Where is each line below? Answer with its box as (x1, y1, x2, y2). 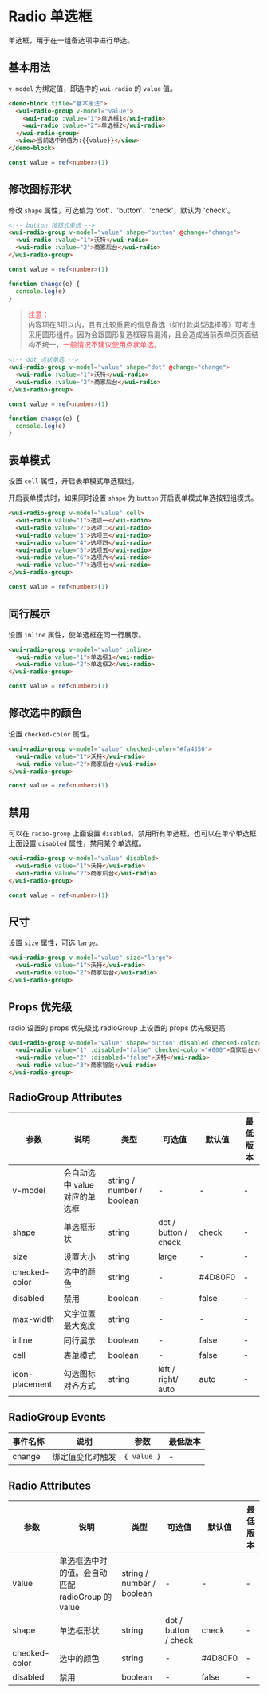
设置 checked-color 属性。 (8, 728, 94, 739)
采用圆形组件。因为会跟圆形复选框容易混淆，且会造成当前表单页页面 (27, 330, 252, 339)
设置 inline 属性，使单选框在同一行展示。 (8, 629, 146, 639)
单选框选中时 (59, 1555, 108, 1566)
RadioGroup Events (8, 1410, 106, 1424)
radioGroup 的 (59, 1591, 112, 1602)
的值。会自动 (59, 1567, 108, 1578)
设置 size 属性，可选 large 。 (8, 938, 103, 947)
